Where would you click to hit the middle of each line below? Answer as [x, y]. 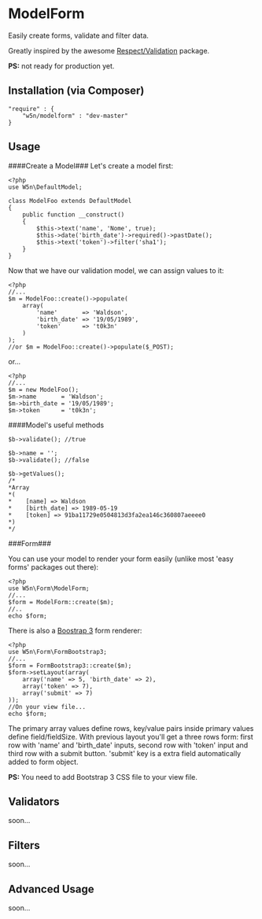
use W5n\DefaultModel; [45, 187]
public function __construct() [74, 214]
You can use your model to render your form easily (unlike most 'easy [121, 559]
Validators [34, 801]
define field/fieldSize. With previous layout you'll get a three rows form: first [131, 736]
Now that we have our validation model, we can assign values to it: [116, 270]
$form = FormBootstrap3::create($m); [70, 666]
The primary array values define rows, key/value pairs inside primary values [131, 728]
